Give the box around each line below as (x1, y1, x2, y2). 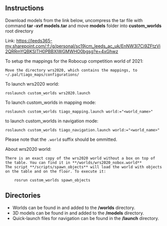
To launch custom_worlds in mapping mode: (5, 99, 96, 105)
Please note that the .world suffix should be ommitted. (5, 136, 117, 142)
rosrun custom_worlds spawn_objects (14, 177, 91, 182)
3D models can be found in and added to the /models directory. (12, 210, 144, 216)
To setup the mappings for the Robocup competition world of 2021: (5, 58, 143, 64)
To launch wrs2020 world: (5, 81, 59, 87)
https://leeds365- (16, 38, 52, 44)
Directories (5, 191, 41, 200)
